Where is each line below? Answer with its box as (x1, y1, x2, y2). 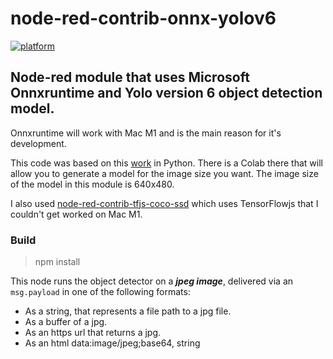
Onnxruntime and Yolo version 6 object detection (10, 85, 323, 102)
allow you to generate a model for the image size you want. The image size (10, 167, 319, 179)
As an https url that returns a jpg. (24, 327, 162, 339)
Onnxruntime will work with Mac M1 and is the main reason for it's (10, 127, 282, 139)
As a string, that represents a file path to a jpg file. (24, 305, 232, 317)
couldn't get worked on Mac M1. (10, 208, 143, 220)
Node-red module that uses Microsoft (10, 69, 250, 86)
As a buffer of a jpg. (24, 316, 108, 328)
